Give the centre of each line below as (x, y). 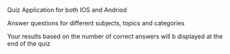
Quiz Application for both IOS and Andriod (67, 10)
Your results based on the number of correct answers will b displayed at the (115, 36)
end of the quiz (29, 43)
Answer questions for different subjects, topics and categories (96, 23)
